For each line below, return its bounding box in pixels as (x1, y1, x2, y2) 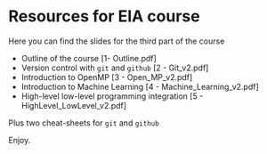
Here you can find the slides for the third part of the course (8, 36, 225, 46)
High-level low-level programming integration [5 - (20, 91, 204, 101)
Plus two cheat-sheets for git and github (8, 118, 159, 128)
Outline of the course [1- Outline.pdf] (20, 53, 157, 63)
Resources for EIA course (8, 6, 201, 27)
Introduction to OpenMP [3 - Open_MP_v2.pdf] (20, 71, 193, 82)
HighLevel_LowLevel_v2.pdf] (20, 100, 126, 110)
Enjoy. (8, 134, 31, 145)
